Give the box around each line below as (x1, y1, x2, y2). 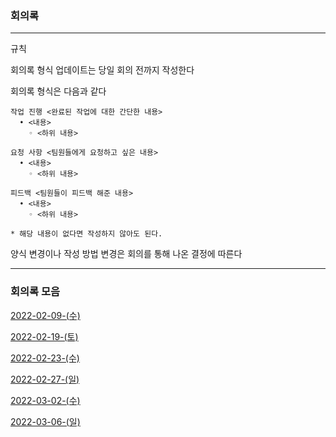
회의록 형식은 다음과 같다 (10, 85, 107, 97)
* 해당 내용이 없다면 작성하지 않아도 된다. (10, 229, 163, 239)
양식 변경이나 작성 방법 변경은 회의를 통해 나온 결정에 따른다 (10, 248, 243, 260)
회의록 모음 (10, 285, 61, 299)
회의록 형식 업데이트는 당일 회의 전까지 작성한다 (10, 64, 195, 76)
